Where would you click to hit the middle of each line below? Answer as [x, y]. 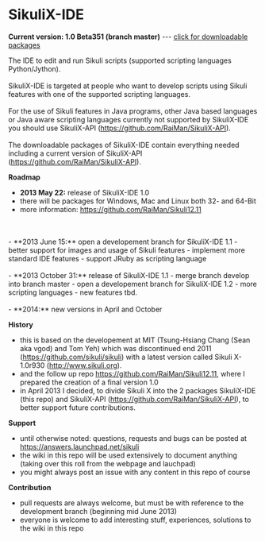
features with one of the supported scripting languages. [99, 94]
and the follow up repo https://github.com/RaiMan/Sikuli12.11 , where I [132, 373]
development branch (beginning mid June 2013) [98, 511]
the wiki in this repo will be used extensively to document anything [129, 455]
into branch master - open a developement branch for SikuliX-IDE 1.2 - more [133, 284]
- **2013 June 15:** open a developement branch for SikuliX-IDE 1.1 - [123, 242]
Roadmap [25, 177]
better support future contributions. [78, 408]
